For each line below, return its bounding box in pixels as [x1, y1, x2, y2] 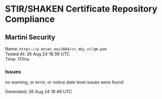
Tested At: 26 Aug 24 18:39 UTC [5, 51, 70, 57]
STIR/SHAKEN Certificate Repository [5, 3, 158, 15]
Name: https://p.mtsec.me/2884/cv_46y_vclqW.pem [5, 46, 107, 51]
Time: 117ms [5, 56, 30, 62]
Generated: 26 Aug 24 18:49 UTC [5, 89, 72, 95]
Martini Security [5, 33, 55, 41]
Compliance [5, 14, 55, 25]
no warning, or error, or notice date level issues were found [5, 79, 124, 85]
